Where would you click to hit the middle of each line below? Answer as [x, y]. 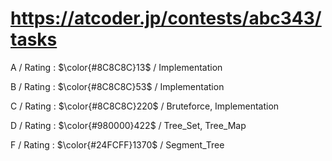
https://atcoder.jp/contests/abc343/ [166, 18]
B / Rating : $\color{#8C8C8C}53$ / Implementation [117, 86]
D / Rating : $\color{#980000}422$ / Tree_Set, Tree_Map [128, 125]
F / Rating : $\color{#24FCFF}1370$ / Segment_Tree [117, 144]
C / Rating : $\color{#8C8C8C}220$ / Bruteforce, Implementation [145, 106]
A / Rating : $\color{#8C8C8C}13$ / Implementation [116, 67]
